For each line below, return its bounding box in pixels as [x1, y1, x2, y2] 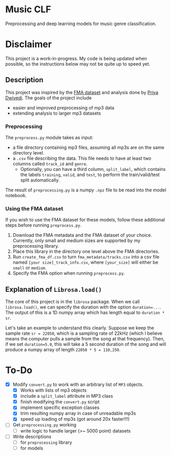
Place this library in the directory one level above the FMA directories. [12, 248, 160, 254]
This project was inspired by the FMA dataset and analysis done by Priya [5, 89, 158, 95]
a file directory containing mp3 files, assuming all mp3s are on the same [12, 144, 164, 150]
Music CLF [5, 4, 51, 15]
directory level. [12, 149, 44, 156]
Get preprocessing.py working [12, 422, 77, 428]
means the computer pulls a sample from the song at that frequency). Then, [5, 336, 165, 342]
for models [20, 445, 43, 451]
